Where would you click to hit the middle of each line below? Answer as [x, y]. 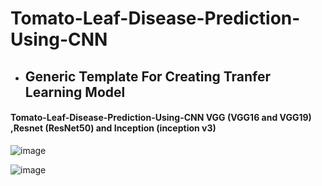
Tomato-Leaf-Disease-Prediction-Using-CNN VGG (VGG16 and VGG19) [161, 118]
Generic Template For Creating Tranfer [148, 76]
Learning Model [75, 92]
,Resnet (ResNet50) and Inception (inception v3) [113, 128]
